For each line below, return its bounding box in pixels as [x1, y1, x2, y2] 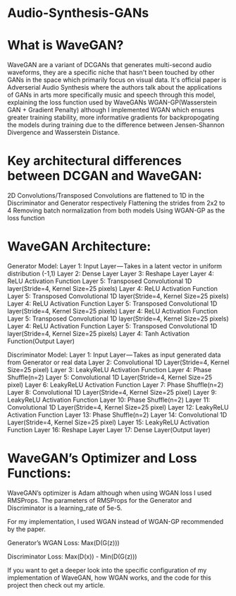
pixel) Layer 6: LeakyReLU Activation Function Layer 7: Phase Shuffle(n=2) [7, 381, 224, 389]
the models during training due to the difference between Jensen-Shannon [7, 121, 225, 129]
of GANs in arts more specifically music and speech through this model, [7, 90, 216, 100]
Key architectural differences [7, 153, 182, 169]
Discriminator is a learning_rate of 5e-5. [7, 503, 123, 512]
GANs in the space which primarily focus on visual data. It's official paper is [7, 76, 227, 84]
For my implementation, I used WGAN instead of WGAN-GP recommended [7, 517, 224, 525]
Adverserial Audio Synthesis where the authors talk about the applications [7, 83, 223, 92]
